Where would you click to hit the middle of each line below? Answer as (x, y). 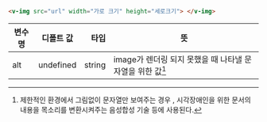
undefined (58, 65)
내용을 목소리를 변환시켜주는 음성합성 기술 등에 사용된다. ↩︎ (111, 110)
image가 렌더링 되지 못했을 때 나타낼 (178, 59)
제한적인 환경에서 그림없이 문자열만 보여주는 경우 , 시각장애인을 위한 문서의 (135, 100)
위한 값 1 (152, 71)
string (95, 65)
